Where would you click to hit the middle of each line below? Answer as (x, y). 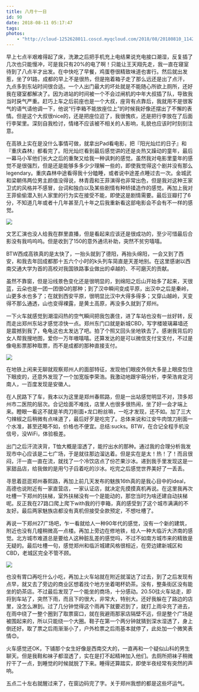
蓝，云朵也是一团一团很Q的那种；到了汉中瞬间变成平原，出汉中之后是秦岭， (99, 289)
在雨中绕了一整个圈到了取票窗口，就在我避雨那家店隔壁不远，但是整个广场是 (99, 613)
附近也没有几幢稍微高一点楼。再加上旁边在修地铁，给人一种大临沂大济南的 (97, 531)
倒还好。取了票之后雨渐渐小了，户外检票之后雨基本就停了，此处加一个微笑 (97, 628)
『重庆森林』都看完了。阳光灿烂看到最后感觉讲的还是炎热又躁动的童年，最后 (99, 151)
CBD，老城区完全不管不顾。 (40, 553)
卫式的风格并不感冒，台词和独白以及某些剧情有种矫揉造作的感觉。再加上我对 (99, 188)
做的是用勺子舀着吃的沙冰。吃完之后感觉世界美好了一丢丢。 (115, 468)
